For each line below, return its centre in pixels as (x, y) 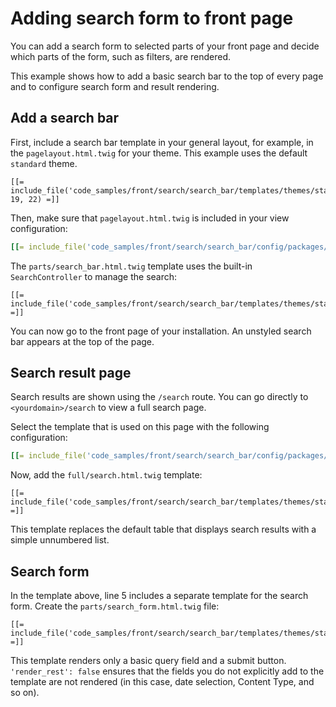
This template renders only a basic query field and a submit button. (148, 661)
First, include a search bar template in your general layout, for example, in (162, 142)
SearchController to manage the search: (94, 276)
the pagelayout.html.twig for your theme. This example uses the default (159, 153)
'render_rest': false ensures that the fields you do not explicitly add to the (167, 671)
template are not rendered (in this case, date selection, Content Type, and (162, 682)
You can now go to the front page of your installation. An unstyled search (161, 331)
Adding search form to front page (152, 18)
